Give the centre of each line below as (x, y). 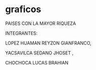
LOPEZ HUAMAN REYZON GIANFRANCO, (49, 43)
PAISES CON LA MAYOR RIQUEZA (41, 23)
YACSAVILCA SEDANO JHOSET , (39, 53)
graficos (23, 9)
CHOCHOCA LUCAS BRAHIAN (37, 62)
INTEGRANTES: (21, 33)
